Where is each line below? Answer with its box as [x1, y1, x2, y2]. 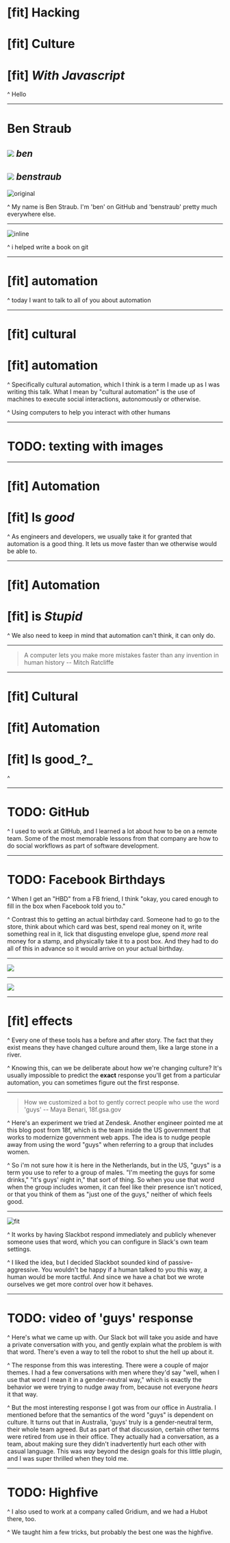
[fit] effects [7, 1013, 73, 1029]
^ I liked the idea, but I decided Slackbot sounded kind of [7, 1259, 167, 1267]
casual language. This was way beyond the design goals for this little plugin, [7, 1447, 222, 1455]
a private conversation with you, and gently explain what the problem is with [7, 1341, 222, 1349]
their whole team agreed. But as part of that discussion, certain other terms [7, 1425, 220, 1433]
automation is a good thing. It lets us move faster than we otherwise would [7, 539, 217, 547]
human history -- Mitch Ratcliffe [23, 658, 114, 666]
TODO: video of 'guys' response [7, 1311, 194, 1326]
